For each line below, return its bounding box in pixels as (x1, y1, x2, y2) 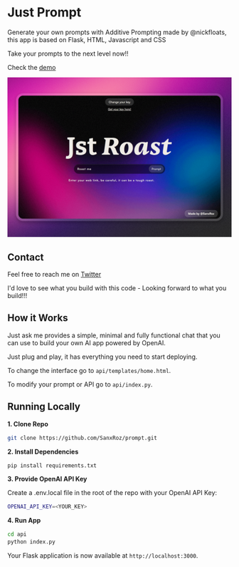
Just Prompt (7, 4, 82, 21)
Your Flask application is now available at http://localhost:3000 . (7, 551, 198, 560)
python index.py (7, 538, 55, 546)
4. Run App (7, 516, 41, 525)
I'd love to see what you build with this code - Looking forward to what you (7, 284, 227, 292)
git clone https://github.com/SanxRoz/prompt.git (7, 434, 158, 441)
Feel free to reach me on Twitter (7, 270, 102, 279)
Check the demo (7, 63, 56, 71)
